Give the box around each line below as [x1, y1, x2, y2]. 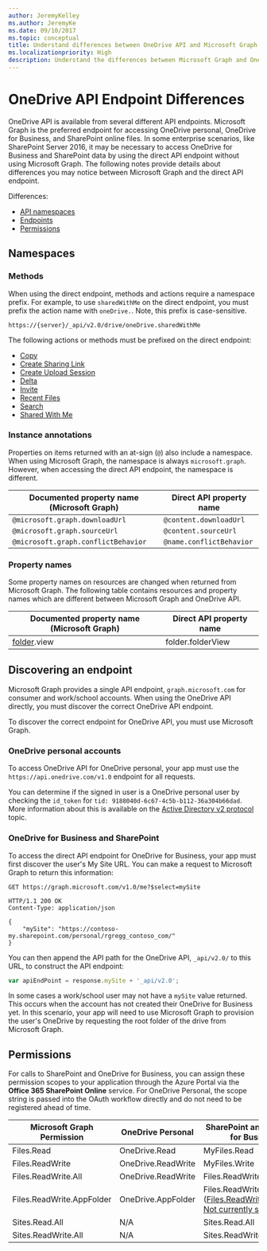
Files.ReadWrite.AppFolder [12, 1194, 112, 1205]
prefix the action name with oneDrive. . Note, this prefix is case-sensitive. [8, 306, 247, 315]
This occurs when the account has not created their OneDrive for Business [8, 999, 253, 1009]
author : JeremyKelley [8, 11, 80, 20]
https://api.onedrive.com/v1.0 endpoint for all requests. [8, 772, 196, 781]
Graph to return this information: [8, 867, 114, 877]
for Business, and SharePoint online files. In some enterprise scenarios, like [8, 133, 255, 143]
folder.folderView [165, 636, 230, 647]
